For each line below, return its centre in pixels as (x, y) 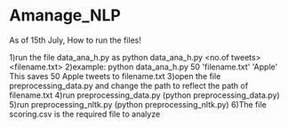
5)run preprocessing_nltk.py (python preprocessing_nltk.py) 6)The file (138, 104)
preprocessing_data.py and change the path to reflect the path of (129, 85)
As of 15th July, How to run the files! (76, 40)
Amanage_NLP (65, 16)
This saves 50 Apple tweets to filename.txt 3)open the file (115, 76)
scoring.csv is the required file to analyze (85, 114)
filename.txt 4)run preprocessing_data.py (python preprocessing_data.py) (144, 95)
